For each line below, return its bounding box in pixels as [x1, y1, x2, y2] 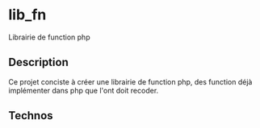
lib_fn [8, 6, 47, 24]
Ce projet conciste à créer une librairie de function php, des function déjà [8, 76, 253, 86]
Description [8, 56, 69, 69]
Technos [8, 109, 54, 122]
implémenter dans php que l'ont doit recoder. [8, 85, 159, 95]
